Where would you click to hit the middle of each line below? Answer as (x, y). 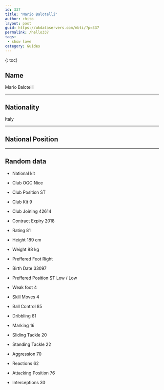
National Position (32, 139)
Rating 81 (21, 230)
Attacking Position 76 (33, 373)
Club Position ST (29, 192)
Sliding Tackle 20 (30, 335)
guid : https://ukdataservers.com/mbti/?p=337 (52, 28)
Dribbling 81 (24, 316)
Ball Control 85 (27, 306)
